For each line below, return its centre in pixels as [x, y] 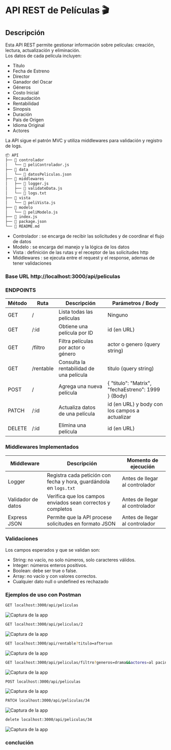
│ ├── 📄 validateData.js [34, 189]
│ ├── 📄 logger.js [27, 184]
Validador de [23, 499]
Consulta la [72, 362]
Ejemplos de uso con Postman [43, 594]
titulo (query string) [131, 369]
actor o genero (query [134, 344]
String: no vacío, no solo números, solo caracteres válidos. [74, 560]
